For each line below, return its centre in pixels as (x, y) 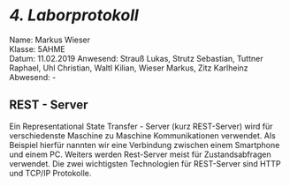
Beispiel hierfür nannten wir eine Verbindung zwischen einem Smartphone (145, 145)
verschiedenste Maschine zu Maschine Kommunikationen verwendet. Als (142, 135)
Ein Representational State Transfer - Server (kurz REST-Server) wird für (141, 126)
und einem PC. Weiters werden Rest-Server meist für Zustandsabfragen (140, 154)
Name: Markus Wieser (50, 40)
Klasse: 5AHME (38, 48)
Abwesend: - (33, 77)
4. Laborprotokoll (74, 15)
